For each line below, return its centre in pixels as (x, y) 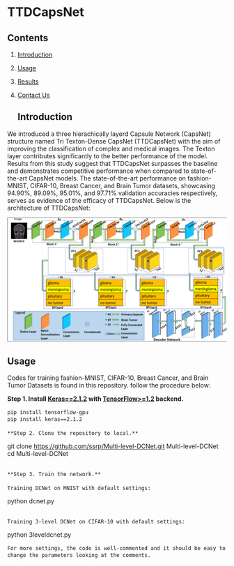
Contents (28, 38)
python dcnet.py (31, 501)
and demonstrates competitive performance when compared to (98, 171)
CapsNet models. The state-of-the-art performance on (108, 178)
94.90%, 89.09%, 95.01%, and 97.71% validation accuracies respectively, (112, 193)
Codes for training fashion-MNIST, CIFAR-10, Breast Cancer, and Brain (108, 378)
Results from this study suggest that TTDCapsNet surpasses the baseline (112, 163)
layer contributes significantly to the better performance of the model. (108, 156)
